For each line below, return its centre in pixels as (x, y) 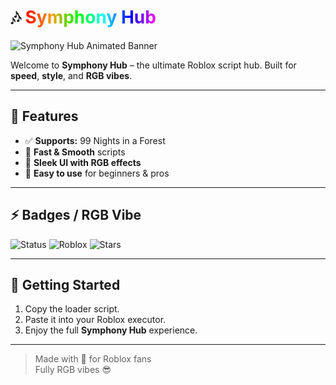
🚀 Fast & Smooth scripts (75, 152)
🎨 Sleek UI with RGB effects (83, 162)
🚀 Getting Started (65, 284)
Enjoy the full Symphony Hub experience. (111, 330)
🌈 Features (44, 116)
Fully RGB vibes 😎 (73, 370)
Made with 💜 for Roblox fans (93, 359)
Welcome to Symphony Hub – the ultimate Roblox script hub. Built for (153, 65)
